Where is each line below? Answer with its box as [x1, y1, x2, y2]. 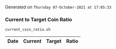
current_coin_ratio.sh [5, 27, 51, 32]
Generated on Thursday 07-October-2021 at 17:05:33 [5, 4, 112, 10]
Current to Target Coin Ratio [5, 16, 72, 23]
